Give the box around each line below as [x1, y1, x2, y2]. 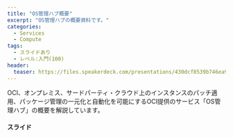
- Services [13, 29, 45, 37]
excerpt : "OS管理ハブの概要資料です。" [7, 17, 110, 24]
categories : [7, 23, 42, 30]
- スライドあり [13, 49, 51, 56]
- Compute [13, 36, 42, 43]
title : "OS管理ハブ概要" [7, 10, 73, 17]
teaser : [13, 68, 36, 75]
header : [7, 62, 30, 69]
